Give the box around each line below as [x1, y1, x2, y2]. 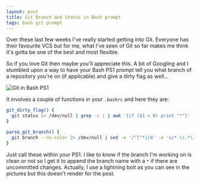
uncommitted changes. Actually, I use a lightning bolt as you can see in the [6, 163, 190, 171]
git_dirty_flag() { [6, 108, 55, 113]
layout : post [6, 8, 39, 15]
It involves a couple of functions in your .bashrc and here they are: [6, 96, 170, 103]
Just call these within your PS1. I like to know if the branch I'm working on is [6, 151, 192, 158]
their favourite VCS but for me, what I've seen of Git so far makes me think [6, 42, 189, 49]
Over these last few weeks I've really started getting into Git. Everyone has [6, 36, 189, 43]
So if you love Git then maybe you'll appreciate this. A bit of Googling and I [6, 60, 189, 67]
